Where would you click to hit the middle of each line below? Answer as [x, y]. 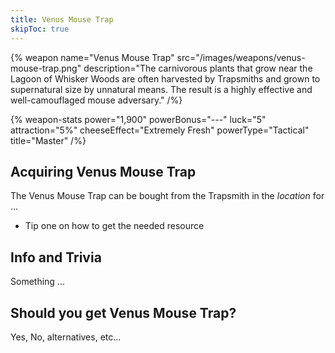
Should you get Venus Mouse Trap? [123, 312]
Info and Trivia [56, 257]
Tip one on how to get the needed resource [114, 226]
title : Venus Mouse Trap [62, 19]
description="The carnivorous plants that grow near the [198, 68]
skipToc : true [40, 29]
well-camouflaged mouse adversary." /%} [96, 100]
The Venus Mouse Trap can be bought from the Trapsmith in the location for [167, 196]
